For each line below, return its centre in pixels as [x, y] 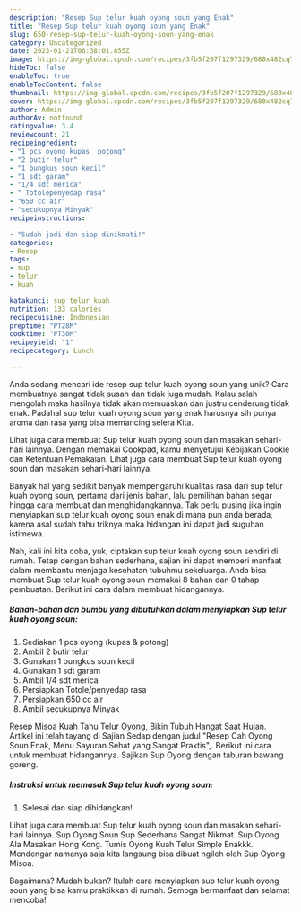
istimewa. [27, 533]
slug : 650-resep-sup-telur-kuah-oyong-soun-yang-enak [112, 34]
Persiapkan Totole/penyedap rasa [84, 689]
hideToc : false [38, 68]
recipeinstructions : [48, 218]
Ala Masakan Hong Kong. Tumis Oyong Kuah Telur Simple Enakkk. [131, 844]
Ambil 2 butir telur [56, 651]
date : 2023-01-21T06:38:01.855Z [69, 51]
